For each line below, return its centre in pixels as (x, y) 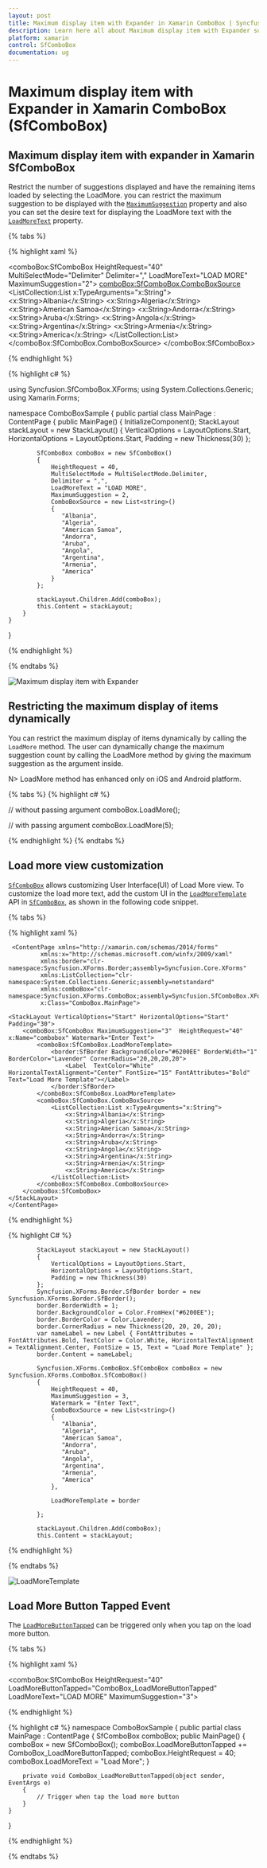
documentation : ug (39, 53)
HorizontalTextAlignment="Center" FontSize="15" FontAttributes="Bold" (129, 1073)
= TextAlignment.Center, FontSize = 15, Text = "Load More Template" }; (131, 1347)
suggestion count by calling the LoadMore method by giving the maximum (130, 755)
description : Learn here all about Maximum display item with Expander (129, 30)
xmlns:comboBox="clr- (76, 989)
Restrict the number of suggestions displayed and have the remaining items (132, 187)
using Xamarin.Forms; (44, 398)
